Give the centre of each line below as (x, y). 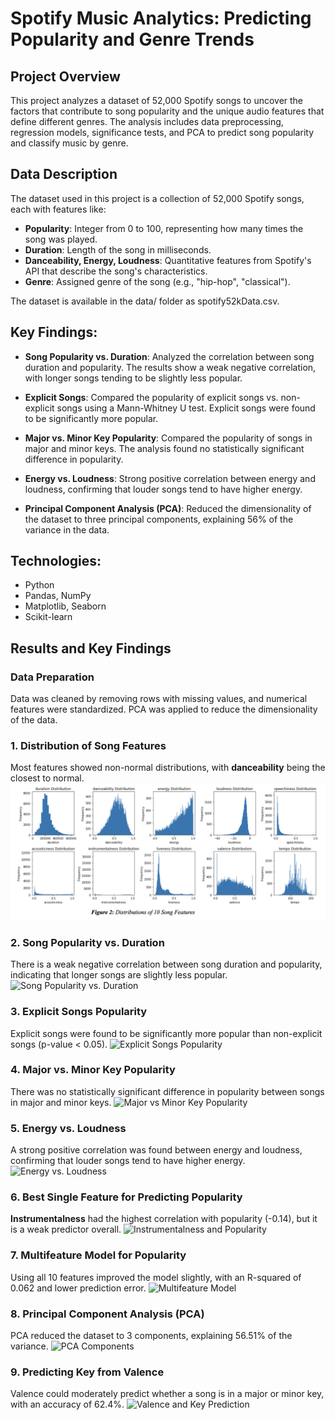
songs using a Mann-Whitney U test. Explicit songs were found (186, 408)
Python (39, 585)
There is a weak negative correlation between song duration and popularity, (166, 964)
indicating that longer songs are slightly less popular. (119, 975)
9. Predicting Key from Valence (87, 1372)
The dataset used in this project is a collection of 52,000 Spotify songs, (157, 198)
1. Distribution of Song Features (88, 746)
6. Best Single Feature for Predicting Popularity (126, 1197)
